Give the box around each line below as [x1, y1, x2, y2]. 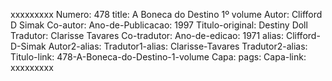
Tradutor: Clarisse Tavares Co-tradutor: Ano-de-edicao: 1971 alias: [10, 30, 285, 41]
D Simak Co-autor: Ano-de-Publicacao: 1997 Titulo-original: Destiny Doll [10, 19, 308, 31]
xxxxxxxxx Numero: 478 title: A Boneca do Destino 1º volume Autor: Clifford [10, 9, 323, 20]
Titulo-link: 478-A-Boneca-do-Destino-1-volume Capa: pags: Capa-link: [10, 51, 307, 63]
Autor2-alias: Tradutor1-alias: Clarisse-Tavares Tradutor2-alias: [48, 40, 308, 52]
